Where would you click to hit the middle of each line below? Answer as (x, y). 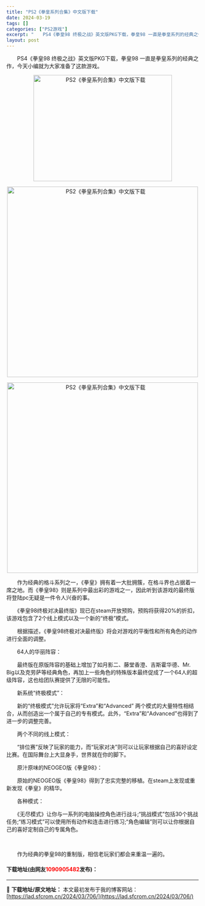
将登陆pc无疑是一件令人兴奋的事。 (50, 597)
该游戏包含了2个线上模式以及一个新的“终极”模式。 (69, 618)
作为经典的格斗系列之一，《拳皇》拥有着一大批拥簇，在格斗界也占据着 (104, 582)
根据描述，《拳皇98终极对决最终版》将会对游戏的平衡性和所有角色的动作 (107, 631)
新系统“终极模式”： (41, 693)
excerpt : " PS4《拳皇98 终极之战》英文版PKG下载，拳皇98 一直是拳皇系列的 (95, 35)
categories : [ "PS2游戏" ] (37, 29)
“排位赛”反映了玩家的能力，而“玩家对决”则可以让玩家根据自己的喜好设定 (107, 747)
